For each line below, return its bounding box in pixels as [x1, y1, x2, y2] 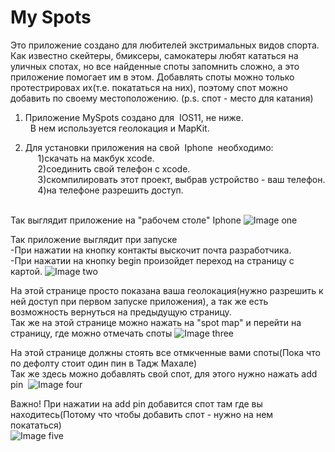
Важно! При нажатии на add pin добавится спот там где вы [10, 397, 263, 410]
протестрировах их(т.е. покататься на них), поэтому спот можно [10, 81, 288, 93]
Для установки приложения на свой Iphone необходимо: [24, 141, 274, 153]
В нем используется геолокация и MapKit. [29, 122, 210, 134]
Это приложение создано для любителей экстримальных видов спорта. [10, 39, 320, 51]
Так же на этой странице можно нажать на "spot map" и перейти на [10, 316, 302, 328]
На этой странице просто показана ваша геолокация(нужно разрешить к [10, 284, 324, 296]
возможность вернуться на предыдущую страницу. [10, 306, 232, 318]
